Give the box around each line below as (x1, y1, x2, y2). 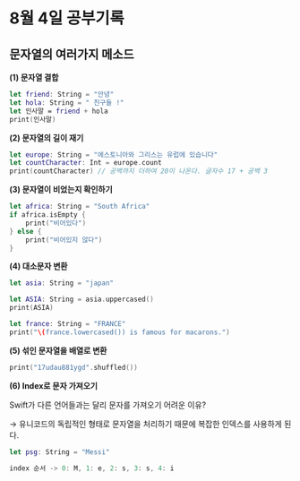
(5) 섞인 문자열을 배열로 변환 (9, 345, 107, 356)
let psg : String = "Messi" (9, 447, 110, 457)
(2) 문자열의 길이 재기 (9, 132, 84, 143)
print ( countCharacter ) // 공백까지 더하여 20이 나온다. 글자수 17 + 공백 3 (9, 167, 269, 176)
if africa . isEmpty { (9, 210, 87, 219)
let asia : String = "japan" (9, 279, 115, 288)
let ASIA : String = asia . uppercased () (9, 295, 154, 305)
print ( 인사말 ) (9, 115, 56, 124)
